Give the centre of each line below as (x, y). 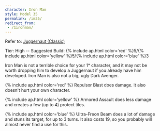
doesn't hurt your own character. (38, 90)
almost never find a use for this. (36, 125)
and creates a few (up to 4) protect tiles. (45, 105)
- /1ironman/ (20, 28)
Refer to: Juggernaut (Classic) (35, 41)
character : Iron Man (26, 9)
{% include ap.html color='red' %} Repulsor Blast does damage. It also (75, 85)
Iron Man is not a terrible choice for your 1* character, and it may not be (76, 65)
